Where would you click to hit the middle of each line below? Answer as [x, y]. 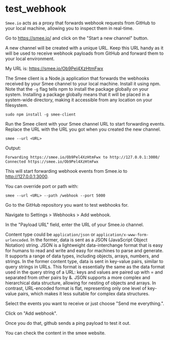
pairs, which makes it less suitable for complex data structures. [83, 293]
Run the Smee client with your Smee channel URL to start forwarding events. [85, 124]
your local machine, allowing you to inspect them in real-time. [70, 28]
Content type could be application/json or [50, 234]
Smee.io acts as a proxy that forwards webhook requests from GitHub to [80, 23]
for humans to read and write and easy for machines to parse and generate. [84, 250]
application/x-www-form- [122, 235]
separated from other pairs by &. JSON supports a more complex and [78, 277]
